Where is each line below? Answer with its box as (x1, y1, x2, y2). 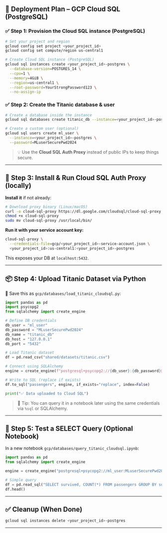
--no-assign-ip (9, 89, 41, 94)
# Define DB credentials (5, 318, 57, 323)
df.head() (5, 487, 26, 492)
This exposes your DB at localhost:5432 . (5, 255, 89, 261)
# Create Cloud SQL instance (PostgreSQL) (5, 57, 94, 62)
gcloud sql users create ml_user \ (5, 131, 79, 136)
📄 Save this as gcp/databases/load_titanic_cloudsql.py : (5, 290, 121, 296)
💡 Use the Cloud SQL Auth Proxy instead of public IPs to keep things (17, 149, 159, 155)
